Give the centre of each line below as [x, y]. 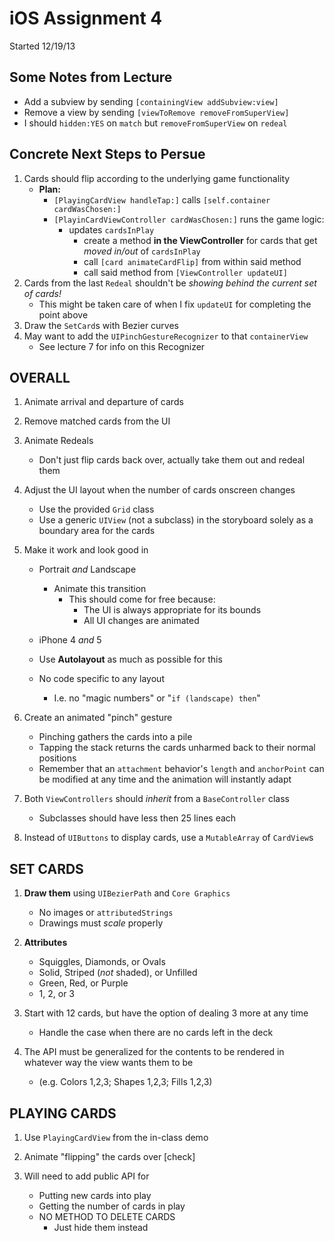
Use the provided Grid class [96, 509]
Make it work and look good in [86, 550]
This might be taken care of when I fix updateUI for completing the [175, 304]
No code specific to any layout [101, 679]
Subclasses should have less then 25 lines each [137, 818]
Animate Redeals [58, 441]
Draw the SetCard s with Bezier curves [101, 325]
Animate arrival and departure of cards [103, 402]
